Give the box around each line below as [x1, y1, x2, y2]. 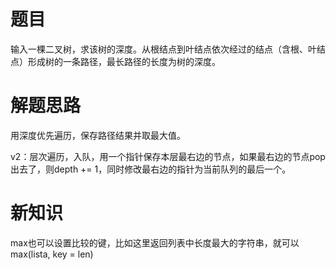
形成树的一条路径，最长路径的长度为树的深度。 [27, 55, 221, 67]
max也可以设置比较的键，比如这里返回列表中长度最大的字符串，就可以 [10, 236, 300, 249]
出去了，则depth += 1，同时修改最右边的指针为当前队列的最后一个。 [10, 163, 292, 175]
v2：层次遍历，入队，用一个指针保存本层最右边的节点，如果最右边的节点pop [10, 150, 326, 162]
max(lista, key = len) [10, 248, 94, 260]
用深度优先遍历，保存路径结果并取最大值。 [10, 129, 186, 141]
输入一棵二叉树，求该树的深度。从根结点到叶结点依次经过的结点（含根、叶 [10, 43, 317, 55]
